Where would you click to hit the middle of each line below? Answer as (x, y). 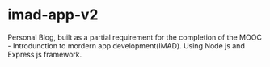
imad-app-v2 (53, 15)
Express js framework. (45, 54)
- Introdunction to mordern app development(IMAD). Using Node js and (127, 45)
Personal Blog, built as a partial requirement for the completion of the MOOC (135, 37)
